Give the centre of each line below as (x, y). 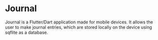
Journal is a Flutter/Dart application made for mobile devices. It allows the (79, 22)
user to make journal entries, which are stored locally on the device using (79, 27)
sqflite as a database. (27, 32)
